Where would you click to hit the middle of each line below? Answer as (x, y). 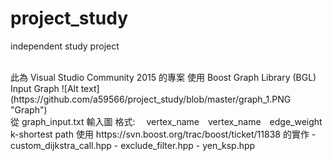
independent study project (65, 46)
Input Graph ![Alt (44, 88)
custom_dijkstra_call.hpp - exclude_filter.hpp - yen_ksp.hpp (133, 145)
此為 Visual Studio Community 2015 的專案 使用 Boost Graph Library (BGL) (163, 77)
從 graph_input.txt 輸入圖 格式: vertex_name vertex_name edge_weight (166, 121)
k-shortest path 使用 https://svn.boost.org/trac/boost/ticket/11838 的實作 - (163, 134)
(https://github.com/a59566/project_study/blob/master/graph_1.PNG (151, 99)
